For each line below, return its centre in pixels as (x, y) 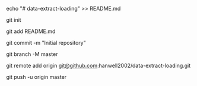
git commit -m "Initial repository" (46, 43)
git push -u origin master (36, 77)
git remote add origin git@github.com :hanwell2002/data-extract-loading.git (99, 65)
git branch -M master (32, 54)
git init (14, 20)
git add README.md (31, 31)
